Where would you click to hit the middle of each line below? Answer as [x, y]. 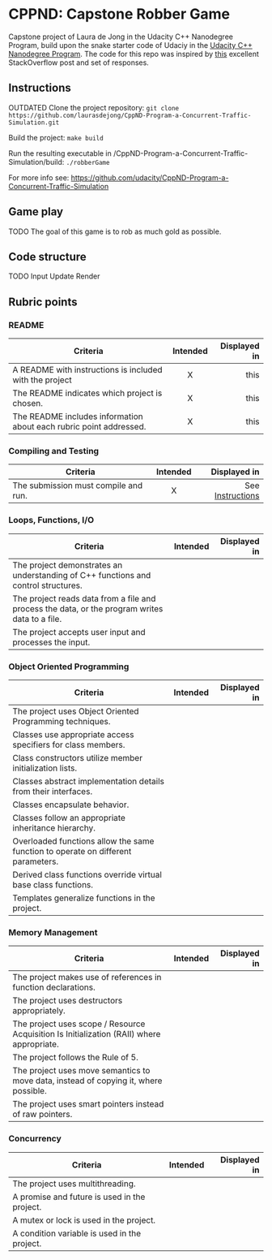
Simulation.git [34, 123]
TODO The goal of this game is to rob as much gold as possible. [115, 231]
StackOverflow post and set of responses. [79, 63]
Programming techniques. [62, 721]
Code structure [47, 257]
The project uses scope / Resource [79, 1024]
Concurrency [35, 1139]
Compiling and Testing [54, 451]
